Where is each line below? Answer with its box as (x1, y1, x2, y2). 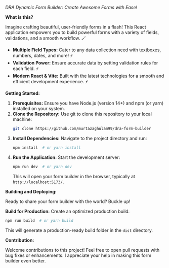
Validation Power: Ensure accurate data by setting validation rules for (12, 60, 158, 65)
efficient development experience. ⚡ (12, 79, 89, 84)
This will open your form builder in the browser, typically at (12, 173, 136, 179)
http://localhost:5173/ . (12, 179, 64, 185)
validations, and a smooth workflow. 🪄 (5, 35, 86, 41)
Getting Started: (5, 90, 40, 96)
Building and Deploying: (5, 188, 57, 194)
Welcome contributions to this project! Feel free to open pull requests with (5, 247, 160, 253)
